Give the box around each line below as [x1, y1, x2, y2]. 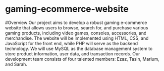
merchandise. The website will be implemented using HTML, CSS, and [5, 35, 149, 41]
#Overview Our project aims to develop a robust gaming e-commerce [5, 20, 147, 25]
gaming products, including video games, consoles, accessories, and [5, 30, 147, 36]
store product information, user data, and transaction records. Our [5, 50, 140, 57]
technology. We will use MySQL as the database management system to [5, 46, 153, 51]
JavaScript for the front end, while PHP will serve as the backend [5, 40, 138, 46]
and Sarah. [5, 61, 27, 67]
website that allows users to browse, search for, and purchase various [5, 24, 149, 30]
